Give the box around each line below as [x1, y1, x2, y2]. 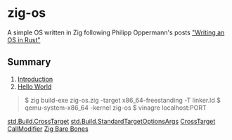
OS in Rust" [7, 35, 41, 44]
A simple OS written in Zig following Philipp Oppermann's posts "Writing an [7, 28, 225, 37]
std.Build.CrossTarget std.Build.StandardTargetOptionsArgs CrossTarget [7, 117, 216, 125]
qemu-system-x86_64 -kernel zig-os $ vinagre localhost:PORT [24, 103, 207, 112]
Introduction [17, 75, 53, 83]
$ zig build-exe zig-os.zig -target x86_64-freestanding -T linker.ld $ [24, 96, 221, 104]
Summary [7, 56, 51, 68]
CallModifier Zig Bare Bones [7, 125, 89, 133]
